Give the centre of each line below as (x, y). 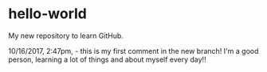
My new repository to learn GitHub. (66, 36)
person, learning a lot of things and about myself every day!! (107, 59)
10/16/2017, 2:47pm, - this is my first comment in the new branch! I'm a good (133, 51)
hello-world (48, 14)
